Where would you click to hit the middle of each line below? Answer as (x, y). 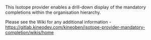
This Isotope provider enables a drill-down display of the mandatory (75, 7)
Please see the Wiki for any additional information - (58, 22)
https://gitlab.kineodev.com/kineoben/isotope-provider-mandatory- (75, 27)
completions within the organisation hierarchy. (53, 12)
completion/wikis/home (29, 32)
